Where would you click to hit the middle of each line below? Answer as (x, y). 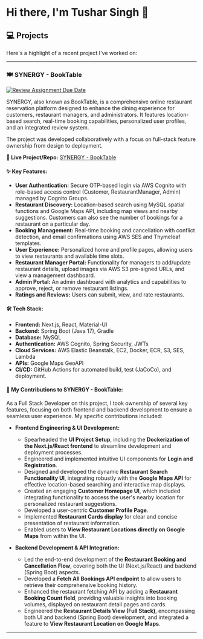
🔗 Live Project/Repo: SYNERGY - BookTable (61, 157)
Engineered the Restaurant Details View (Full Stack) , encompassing (109, 611)
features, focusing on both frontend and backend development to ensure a (99, 409)
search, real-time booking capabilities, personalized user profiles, (105, 121)
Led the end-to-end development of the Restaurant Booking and (105, 559)
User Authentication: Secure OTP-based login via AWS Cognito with (101, 185)
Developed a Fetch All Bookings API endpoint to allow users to (103, 578)
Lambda (25, 356)
